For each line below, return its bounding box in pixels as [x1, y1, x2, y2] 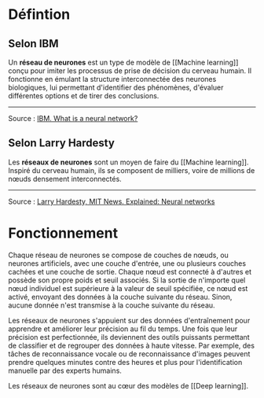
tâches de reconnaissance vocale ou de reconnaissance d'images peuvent [8, 348, 251, 359]
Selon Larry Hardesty [8, 136, 115, 150]
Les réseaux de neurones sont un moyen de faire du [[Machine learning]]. [8, 157, 249, 167]
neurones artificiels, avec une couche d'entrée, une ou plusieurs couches [8, 258, 246, 268]
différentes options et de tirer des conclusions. [8, 91, 159, 100]
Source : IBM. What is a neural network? [8, 114, 138, 123]
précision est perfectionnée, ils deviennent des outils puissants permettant [8, 332, 250, 341]
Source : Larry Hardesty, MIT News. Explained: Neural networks [8, 197, 215, 206]
